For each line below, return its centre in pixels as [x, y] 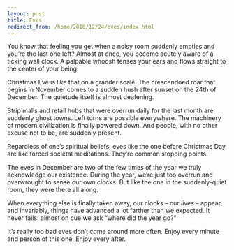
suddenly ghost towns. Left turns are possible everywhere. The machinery [114, 118]
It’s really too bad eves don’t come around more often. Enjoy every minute [114, 232]
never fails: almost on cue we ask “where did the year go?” [92, 218]
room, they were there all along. [53, 190]
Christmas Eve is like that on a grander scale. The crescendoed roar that [111, 82]
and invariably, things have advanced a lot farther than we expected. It [109, 211]
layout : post [26, 14]
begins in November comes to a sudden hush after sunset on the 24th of [112, 90]
